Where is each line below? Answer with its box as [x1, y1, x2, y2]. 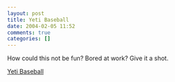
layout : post [7, 10, 45, 17]
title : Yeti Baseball [7, 16, 70, 23]
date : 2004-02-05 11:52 [7, 23, 76, 29]
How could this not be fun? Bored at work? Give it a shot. [7, 54, 169, 62]
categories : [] [7, 36, 51, 42]
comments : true [7, 29, 51, 36]
